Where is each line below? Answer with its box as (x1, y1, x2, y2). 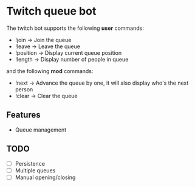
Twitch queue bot (6, 4, 97, 18)
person (15, 85, 33, 93)
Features (6, 110, 41, 120)
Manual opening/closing (15, 174, 76, 181)
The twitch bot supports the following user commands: (6, 24, 144, 32)
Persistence (15, 160, 46, 167)
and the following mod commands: (6, 67, 94, 74)
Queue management (15, 126, 67, 133)
